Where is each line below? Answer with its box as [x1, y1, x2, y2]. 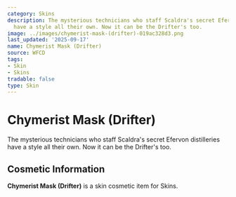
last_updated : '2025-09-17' [7, 36, 90, 43]
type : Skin [7, 82, 39, 89]
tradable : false [7, 75, 55, 83]
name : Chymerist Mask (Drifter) [7, 43, 102, 50]
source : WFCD [7, 50, 46, 57]
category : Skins [7, 10, 55, 18]
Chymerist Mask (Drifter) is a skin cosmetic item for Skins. [7, 182, 178, 190]
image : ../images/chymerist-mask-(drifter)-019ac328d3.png [7, 29, 184, 37]
